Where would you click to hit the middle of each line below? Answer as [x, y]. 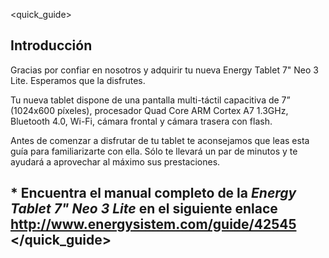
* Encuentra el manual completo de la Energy [153, 193]
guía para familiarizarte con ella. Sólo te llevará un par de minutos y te [154, 151]
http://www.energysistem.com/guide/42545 [153, 224]
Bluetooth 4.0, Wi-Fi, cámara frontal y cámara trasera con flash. [141, 121]
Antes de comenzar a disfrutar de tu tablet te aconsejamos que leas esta [160, 140]
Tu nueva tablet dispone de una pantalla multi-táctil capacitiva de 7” [150, 100]
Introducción [51, 45]
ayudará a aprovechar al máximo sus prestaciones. [115, 161]
